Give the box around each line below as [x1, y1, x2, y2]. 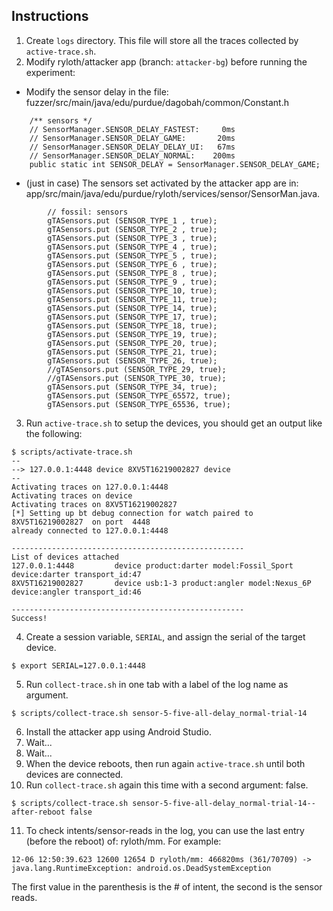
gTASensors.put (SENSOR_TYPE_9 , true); [47, 277, 218, 287]
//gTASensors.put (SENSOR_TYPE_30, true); [47, 373, 227, 383]
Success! [11, 613, 48, 623]
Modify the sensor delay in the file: [25, 85, 169, 98]
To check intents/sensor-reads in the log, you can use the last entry [25, 824, 305, 836]
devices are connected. [25, 768, 124, 780]
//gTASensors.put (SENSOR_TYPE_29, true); [47, 364, 227, 374]
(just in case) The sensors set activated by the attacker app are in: [25, 177, 299, 189]
